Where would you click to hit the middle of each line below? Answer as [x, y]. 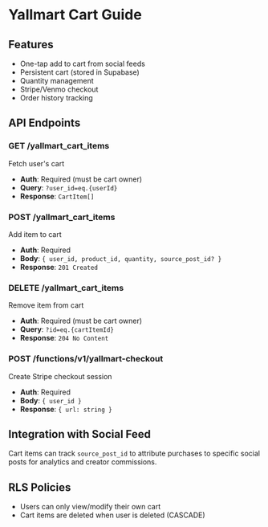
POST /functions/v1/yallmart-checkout [86, 359]
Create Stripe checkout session [60, 376]
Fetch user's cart [37, 163]
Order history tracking [57, 98]
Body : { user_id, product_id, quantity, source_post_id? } [121, 258]
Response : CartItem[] [57, 196]
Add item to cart [35, 234]
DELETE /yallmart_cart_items [66, 288]
